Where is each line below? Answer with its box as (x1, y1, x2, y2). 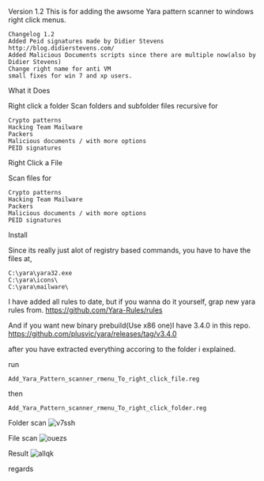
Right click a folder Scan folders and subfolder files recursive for (8, 101, 219, 110)
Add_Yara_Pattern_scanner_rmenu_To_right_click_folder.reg (8, 404, 207, 412)
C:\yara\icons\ (8, 276, 58, 284)
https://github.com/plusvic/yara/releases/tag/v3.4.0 (8, 329, 177, 339)
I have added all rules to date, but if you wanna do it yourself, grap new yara (8, 297, 255, 306)
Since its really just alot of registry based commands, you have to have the (8, 245, 251, 255)
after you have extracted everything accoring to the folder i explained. (8, 344, 236, 354)
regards (8, 464, 34, 473)
